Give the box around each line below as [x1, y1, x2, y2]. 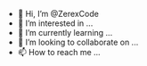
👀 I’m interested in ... [17, 18, 94, 29]
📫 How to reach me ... [17, 47, 101, 57]
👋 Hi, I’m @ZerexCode [17, 9, 100, 19]
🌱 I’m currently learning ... [17, 28, 113, 37]
